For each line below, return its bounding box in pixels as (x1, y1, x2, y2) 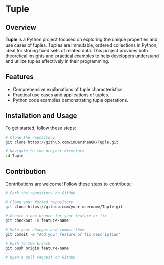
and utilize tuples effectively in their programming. (5, 58, 110, 64)
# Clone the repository (5, 135, 56, 140)
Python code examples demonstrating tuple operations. (12, 97, 129, 103)
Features (5, 73, 34, 81)
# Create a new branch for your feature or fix (5, 213, 107, 218)
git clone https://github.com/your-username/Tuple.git (5, 204, 123, 209)
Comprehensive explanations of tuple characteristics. (12, 86, 124, 92)
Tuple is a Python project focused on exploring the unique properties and (5, 36, 158, 42)
